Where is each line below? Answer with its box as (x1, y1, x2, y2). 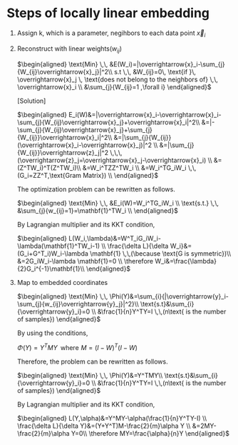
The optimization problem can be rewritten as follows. (16, 184, 175, 194)
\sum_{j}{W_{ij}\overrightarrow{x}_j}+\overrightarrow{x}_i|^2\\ (16, 118, 200, 126)
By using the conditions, (16, 329, 88, 337)
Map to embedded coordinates (16, 278, 108, 286)
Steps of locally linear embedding (6, 5, 210, 21)
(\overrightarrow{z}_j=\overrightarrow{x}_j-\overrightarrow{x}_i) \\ (16, 156, 212, 164)
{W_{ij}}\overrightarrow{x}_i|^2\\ (16, 133, 113, 141)
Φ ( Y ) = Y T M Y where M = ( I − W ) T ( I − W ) (16, 342, 138, 352)
